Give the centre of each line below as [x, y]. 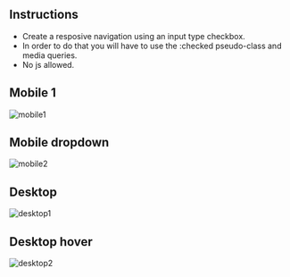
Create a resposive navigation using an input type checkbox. [133, 36]
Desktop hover [51, 242]
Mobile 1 [33, 93]
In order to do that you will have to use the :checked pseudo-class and [152, 46]
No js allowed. [48, 64]
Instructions [44, 15]
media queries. [50, 55]
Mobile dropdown [59, 143]
